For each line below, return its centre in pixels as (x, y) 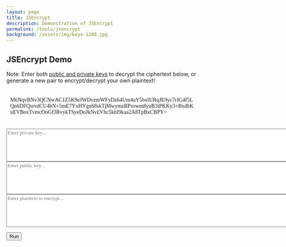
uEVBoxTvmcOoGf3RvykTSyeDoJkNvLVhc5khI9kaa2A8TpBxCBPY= (89, 112)
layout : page (23, 12)
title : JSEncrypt (28, 18)
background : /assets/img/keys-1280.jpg (57, 35)
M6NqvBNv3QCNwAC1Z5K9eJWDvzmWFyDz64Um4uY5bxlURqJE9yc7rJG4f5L (102, 100)
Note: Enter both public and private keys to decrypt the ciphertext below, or (101, 74)
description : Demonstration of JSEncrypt (60, 23)
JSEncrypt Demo (39, 59)
